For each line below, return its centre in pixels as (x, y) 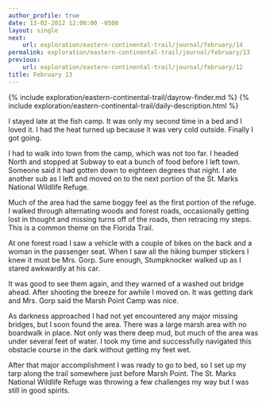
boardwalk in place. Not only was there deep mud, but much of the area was (133, 332)
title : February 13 (40, 75)
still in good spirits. (39, 390)
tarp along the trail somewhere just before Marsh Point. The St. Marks (122, 373)
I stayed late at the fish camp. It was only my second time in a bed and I (125, 121)
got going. (25, 138)
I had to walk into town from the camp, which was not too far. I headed (123, 153)
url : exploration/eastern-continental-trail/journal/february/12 (133, 67)
